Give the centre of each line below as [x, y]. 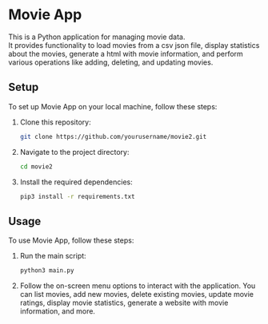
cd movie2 [36, 166]
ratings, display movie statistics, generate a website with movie [124, 303]
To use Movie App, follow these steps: [71, 240]
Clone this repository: [55, 122]
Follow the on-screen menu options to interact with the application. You [138, 286]
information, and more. [58, 311]
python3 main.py [47, 271]
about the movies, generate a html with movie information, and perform [126, 53]
